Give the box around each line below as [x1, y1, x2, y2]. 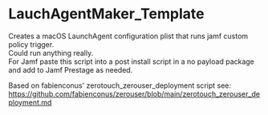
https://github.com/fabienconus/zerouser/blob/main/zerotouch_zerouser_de [8, 89, 261, 98]
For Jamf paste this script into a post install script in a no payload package [8, 57, 255, 66]
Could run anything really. [8, 48, 94, 57]
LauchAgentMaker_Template [8, 5, 205, 23]
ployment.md [8, 97, 52, 107]
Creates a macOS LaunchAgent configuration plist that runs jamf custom [8, 31, 249, 41]
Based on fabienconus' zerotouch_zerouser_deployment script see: [8, 81, 231, 90]
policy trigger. [8, 39, 55, 49]
